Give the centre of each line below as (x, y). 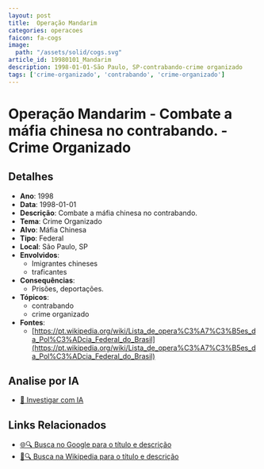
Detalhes (31, 177)
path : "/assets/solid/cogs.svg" (69, 52)
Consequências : (47, 280)
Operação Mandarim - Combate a (120, 114)
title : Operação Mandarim (53, 23)
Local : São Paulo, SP (54, 246)
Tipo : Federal (42, 238)
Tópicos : (34, 297)
